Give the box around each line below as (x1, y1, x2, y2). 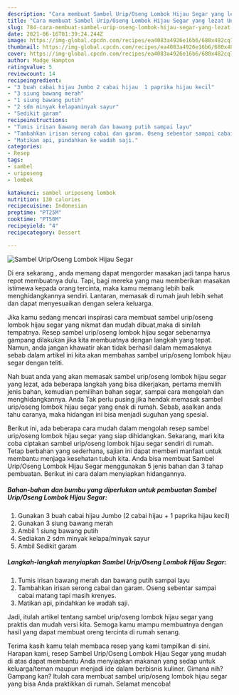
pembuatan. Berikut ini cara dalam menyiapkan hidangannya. (7, 469, 186, 478)
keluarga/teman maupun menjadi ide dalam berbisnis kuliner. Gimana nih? (7, 664, 224, 673)
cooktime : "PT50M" (7, 215, 62, 223)
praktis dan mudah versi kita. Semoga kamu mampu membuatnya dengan (7, 620, 223, 629)
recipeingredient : (7, 76, 62, 84)
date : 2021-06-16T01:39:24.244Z (7, 30, 103, 38)
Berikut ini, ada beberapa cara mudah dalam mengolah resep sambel (7, 424, 210, 432)
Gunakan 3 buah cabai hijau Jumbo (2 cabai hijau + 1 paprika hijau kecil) (17, 511, 230, 519)
